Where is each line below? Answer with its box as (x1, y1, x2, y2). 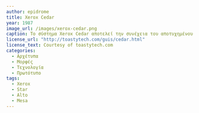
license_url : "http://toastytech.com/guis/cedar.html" (6, 36, 145, 42)
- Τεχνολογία (11, 64, 44, 71)
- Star (11, 87, 28, 93)
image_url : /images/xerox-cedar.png (6, 25, 97, 32)
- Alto (11, 92, 28, 98)
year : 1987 (6, 20, 33, 26)
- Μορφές (11, 59, 33, 65)
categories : (6, 48, 36, 54)
